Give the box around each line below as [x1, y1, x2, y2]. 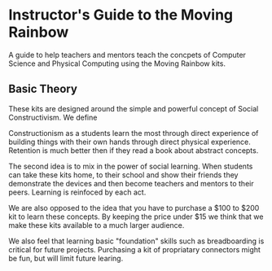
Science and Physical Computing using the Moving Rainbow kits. [8, 59, 226, 68]
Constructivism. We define [8, 112, 98, 122]
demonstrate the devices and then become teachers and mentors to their [8, 178, 254, 188]
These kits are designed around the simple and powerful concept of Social [8, 103, 259, 113]
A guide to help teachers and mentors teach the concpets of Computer [8, 50, 247, 59]
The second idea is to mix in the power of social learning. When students [8, 161, 253, 171]
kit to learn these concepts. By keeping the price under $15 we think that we [8, 212, 264, 221]
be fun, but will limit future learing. [8, 253, 124, 263]
